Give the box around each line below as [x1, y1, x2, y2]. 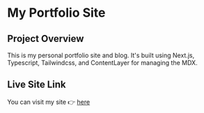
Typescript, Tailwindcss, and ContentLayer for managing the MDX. [7, 59, 198, 67]
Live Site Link [7, 79, 66, 91]
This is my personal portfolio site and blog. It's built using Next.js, [7, 51, 195, 59]
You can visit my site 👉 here [7, 98, 91, 106]
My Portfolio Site [7, 5, 106, 21]
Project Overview [7, 33, 84, 45]
